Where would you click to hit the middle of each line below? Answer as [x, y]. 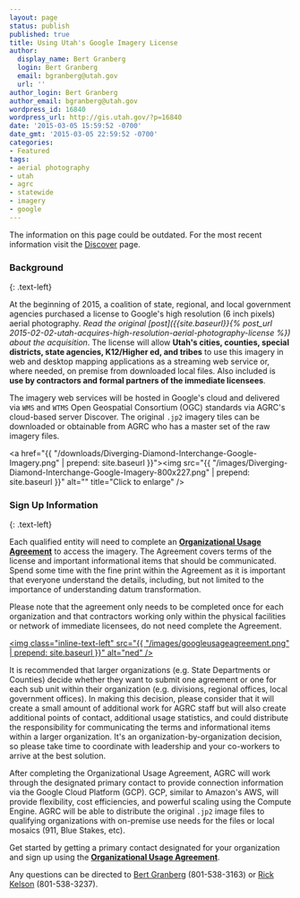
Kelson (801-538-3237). [54, 885]
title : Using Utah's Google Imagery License [94, 43]
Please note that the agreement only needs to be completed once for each [146, 607]
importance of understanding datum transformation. [105, 590]
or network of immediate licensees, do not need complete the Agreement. [146, 626]
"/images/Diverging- [250, 463]
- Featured [30, 151]
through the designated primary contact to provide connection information [146, 783]
